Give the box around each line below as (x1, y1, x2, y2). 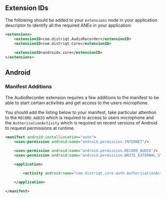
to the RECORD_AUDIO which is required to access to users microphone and (5, 115, 154, 120)
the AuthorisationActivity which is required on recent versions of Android (5, 119, 158, 125)
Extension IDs (5, 4, 48, 12)
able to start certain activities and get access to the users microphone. (5, 100, 149, 106)
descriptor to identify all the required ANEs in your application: (5, 22, 132, 28)
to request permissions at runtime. (5, 125, 75, 131)
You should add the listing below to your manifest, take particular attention (5, 109, 157, 115)
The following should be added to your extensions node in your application (5, 17, 158, 23)
